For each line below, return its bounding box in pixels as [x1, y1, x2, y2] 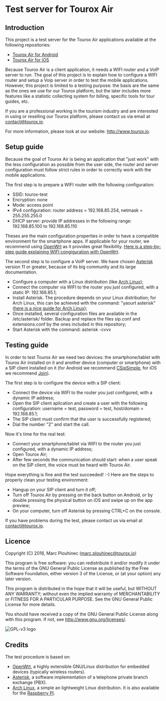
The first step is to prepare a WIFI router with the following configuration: [5, 181, 155, 188]
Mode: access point [12, 202, 53, 208]
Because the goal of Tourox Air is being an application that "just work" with [5, 156, 159, 162]
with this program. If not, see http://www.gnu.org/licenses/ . [5, 617, 127, 623]
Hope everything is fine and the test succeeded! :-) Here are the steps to [5, 471, 154, 477]
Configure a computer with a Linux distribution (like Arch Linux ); [12, 279, 144, 285]
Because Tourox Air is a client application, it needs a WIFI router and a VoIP [5, 66, 160, 72]
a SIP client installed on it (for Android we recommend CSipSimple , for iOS [5, 364, 157, 370]
